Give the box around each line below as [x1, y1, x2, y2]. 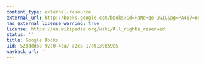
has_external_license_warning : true [6, 20, 99, 26]
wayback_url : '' [6, 49, 48, 55]
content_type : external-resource [6, 9, 92, 15]
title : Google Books [6, 37, 59, 43]
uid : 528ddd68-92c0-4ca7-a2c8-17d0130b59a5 [6, 43, 119, 49]
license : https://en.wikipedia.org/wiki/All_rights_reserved [6, 26, 165, 32]
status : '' [6, 32, 34, 38]
